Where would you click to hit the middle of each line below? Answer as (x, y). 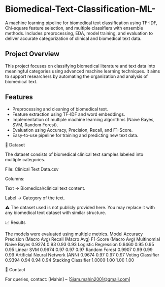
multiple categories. (25, 159)
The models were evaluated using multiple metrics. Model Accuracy (74, 234)
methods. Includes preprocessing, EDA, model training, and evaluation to (79, 33)
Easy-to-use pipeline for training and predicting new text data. (75, 135)
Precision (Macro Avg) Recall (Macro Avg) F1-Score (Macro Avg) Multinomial (82, 239)
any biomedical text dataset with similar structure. (56, 213)
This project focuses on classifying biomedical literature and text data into (80, 66)
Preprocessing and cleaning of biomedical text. (60, 109)
